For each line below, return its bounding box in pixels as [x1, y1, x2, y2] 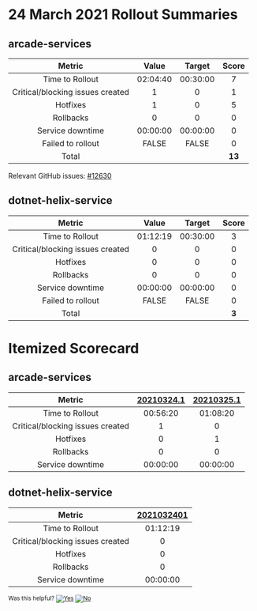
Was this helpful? [8, 594, 55, 602]
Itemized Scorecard [8, 340, 140, 357]
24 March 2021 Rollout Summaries [8, 6, 238, 24]
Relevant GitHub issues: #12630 [8, 172, 112, 180]
